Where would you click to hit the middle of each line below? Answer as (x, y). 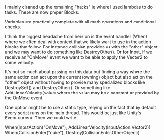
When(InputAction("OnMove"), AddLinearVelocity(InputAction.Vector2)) (78, 127)
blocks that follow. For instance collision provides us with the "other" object (82, 47)
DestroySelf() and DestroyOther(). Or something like (58, 87)
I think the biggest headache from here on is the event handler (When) (76, 36)
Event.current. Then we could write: (41, 118)
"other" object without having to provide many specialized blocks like (75, 82)
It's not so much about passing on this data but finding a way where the (78, 72)
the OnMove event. (24, 98)
